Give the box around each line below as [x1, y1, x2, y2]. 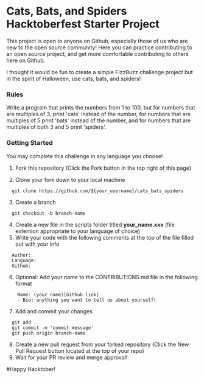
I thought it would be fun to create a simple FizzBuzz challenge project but [6, 68, 193, 75]
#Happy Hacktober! [6, 365, 56, 372]
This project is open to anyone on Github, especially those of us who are [6, 37, 188, 44]
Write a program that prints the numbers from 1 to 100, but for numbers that [6, 104, 195, 111]
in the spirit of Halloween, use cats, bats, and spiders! [6, 75, 141, 82]
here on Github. [6, 57, 46, 64]
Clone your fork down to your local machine [15, 176, 125, 183]
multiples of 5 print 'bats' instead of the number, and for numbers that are [6, 117, 191, 124]
